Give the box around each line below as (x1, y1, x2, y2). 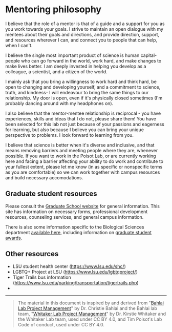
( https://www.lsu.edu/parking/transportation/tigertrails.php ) (12, 279, 139, 285)
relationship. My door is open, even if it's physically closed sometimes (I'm (5, 95, 163, 101)
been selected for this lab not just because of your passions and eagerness (5, 121, 165, 127)
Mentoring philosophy (5, 4, 101, 15)
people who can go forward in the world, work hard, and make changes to (5, 57, 162, 64)
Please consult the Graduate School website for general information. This (5, 203, 160, 209)
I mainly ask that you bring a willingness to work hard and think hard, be (5, 78, 157, 85)
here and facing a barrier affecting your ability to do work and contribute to (5, 158, 164, 164)
